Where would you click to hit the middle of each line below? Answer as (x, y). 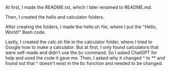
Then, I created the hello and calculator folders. (55, 17)
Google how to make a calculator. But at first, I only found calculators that (82, 47)
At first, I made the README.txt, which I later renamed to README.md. (79, 7)
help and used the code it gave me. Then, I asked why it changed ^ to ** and (85, 58)
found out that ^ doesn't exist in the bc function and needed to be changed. (84, 63)
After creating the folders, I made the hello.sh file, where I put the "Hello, (81, 27)
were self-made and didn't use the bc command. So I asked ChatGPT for (81, 53)
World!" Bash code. (26, 32)
